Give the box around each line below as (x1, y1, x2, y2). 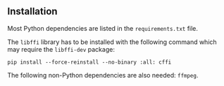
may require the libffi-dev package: (7, 45, 115, 53)
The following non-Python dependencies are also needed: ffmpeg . (7, 71, 199, 79)
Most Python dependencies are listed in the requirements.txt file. (7, 24, 199, 32)
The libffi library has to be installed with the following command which (7, 38, 217, 46)
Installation (7, 6, 58, 17)
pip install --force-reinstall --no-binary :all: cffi (7, 59, 172, 66)
